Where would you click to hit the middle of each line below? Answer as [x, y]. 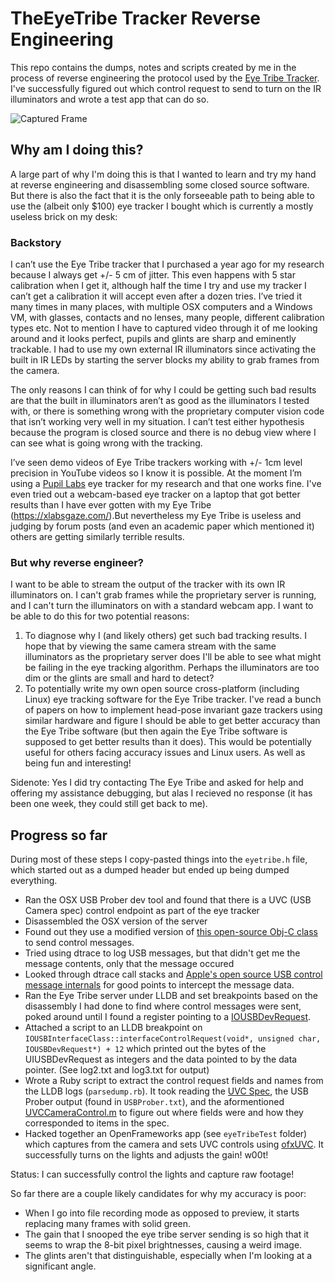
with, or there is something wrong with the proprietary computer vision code [167, 411]
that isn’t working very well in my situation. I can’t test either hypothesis [157, 422]
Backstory [36, 242]
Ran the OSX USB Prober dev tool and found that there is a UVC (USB [168, 900]
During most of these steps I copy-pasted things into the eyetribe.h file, [159, 859]
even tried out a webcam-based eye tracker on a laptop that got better [155, 494]
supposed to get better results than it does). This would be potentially [168, 742]
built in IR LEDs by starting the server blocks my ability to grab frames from [165, 360]
